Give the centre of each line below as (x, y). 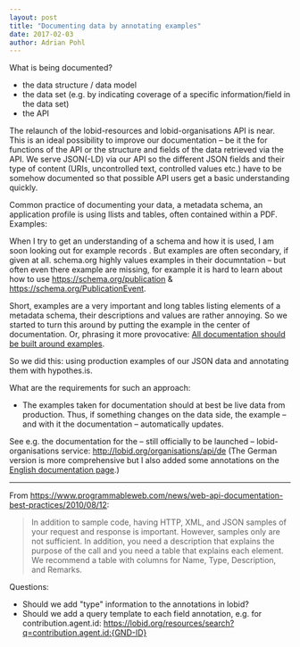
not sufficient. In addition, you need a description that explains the (153, 542)
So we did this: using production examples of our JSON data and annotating (149, 361)
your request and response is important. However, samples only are (156, 532)
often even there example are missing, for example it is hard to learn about (146, 270)
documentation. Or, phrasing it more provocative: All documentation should (147, 335)
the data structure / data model (79, 85)
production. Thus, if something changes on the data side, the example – (154, 415)
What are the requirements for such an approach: (100, 388)
